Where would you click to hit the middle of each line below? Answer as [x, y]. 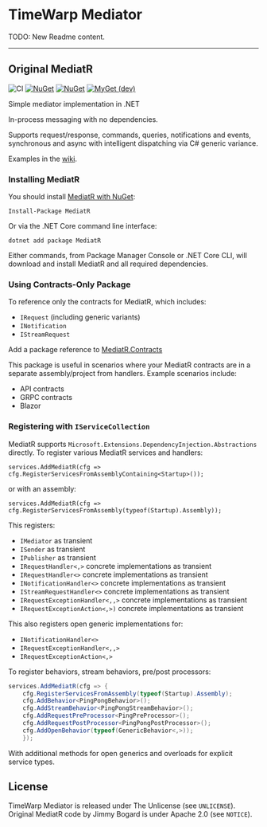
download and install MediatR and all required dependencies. [108, 264]
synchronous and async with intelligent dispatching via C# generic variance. [133, 143]
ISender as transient [52, 549]
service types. [32, 762]
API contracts [42, 389]
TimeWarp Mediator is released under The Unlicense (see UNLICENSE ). [122, 805]
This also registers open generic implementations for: [96, 624]
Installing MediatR [44, 179]
